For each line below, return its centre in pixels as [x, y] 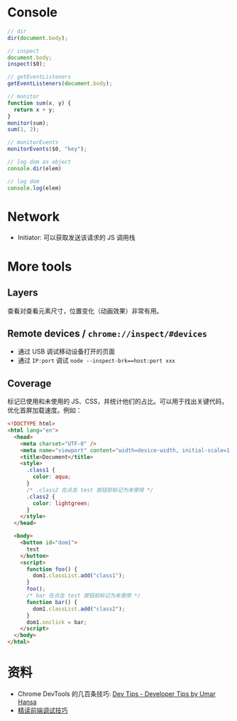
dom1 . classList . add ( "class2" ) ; [79, 609]
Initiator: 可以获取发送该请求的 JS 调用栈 [76, 237]
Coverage [29, 383]
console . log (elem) [34, 188]
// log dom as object [39, 162]
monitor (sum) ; [28, 123]
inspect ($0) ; [27, 64]
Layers [23, 293]
